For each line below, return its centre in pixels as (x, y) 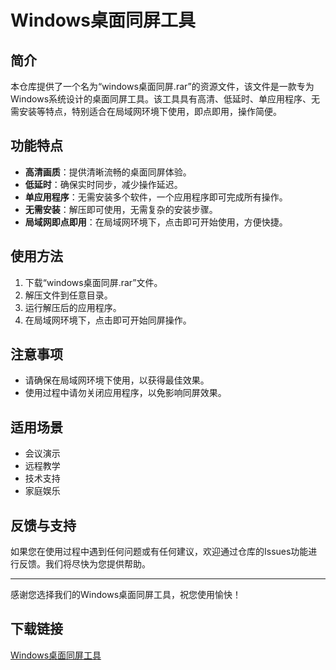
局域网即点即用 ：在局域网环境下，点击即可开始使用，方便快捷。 (156, 222)
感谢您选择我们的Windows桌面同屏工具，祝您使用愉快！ (126, 595)
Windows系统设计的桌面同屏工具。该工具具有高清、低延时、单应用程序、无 (165, 99)
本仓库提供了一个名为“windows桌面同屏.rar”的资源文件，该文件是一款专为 (162, 86)
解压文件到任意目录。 (68, 295)
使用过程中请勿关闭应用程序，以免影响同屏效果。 (125, 393)
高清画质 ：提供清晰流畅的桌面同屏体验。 (108, 172)
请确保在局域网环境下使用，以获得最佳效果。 (117, 380)
